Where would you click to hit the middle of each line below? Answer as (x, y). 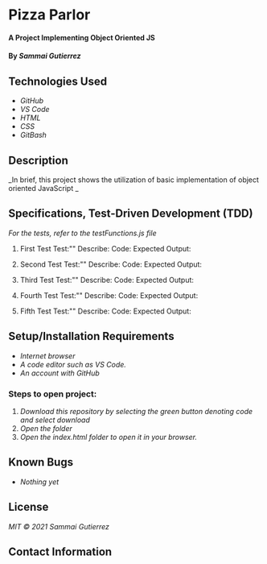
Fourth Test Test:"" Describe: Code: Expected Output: (109, 295)
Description (38, 160)
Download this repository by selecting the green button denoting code (136, 411)
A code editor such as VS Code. (73, 364)
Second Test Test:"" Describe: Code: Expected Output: (111, 264)
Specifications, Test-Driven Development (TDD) (131, 214)
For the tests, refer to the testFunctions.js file (82, 233)
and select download (55, 420)
